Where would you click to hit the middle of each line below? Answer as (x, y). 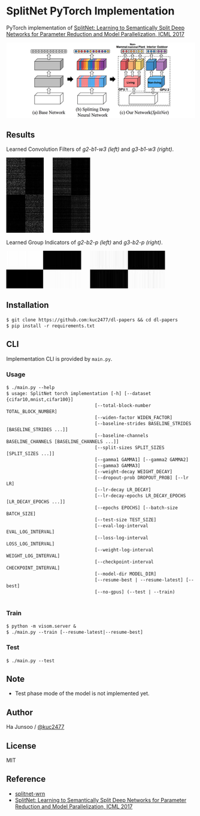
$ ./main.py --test (31, 661)
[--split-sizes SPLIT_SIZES (130, 447)
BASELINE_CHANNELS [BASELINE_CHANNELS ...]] (63, 441)
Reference (26, 779)
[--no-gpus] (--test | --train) (135, 592)
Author (19, 712)
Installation (28, 305)
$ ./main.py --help (31, 387)
